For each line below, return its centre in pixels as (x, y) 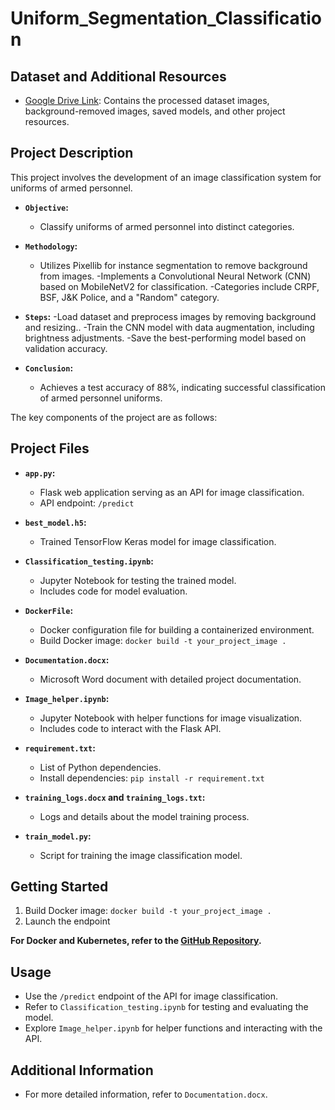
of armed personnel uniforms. (101, 398)
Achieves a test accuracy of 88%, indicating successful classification (182, 387)
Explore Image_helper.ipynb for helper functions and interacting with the (173, 1028)
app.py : (40, 473)
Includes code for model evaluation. (113, 591)
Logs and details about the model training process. (144, 816)
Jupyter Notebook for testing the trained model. (138, 580)
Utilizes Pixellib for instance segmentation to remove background (173, 265)
